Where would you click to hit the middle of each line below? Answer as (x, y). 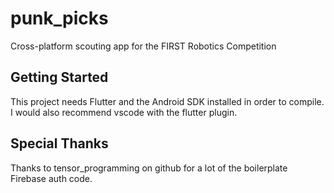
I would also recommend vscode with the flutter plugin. (124, 112)
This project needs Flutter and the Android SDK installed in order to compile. (167, 101)
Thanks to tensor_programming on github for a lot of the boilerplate (149, 168)
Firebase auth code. (51, 178)
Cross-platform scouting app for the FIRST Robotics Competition (143, 46)
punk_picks (59, 18)
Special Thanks (59, 143)
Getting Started (59, 77)
